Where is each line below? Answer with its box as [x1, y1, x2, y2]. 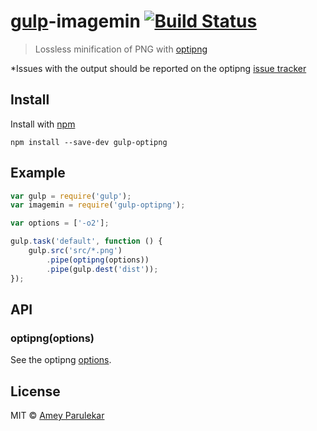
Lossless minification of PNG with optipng [34, 43, 208, 55]
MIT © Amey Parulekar [10, 410, 105, 422]
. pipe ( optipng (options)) [46, 255, 150, 265]
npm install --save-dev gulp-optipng [10, 137, 168, 147]
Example [10, 165, 66, 182]
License [10, 383, 61, 400]
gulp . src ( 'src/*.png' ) [28, 246, 123, 256]
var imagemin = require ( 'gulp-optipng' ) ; [10, 200, 186, 210]
